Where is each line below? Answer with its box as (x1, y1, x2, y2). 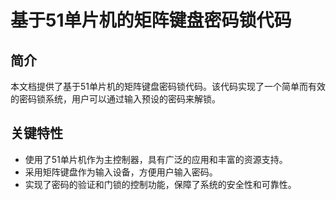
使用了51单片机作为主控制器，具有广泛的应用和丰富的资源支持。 (24, 153, 288, 165)
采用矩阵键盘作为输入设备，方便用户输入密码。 (24, 166, 218, 178)
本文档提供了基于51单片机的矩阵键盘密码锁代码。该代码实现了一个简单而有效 (10, 81, 326, 92)
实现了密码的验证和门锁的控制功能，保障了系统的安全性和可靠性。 (24, 178, 297, 190)
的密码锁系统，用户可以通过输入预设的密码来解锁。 (10, 93, 221, 105)
